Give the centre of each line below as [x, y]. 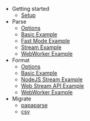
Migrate [22, 99]
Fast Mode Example [45, 41]
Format [21, 60]
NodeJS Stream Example [52, 79]
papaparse [34, 105]
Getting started [31, 9]
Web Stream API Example [52, 86]
